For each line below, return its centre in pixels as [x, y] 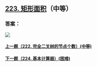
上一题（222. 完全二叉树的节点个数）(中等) [48, 46]
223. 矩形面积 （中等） [39, 9]
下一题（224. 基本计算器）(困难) [38, 58]
